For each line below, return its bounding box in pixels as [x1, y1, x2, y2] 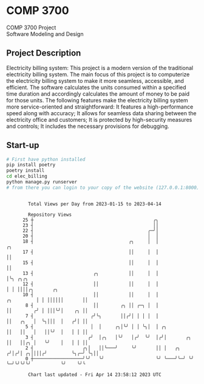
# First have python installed [6, 156, 86, 162]
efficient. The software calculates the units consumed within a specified [6, 84, 186, 91]
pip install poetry [6, 162, 56, 168]
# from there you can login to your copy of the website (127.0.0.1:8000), [6, 184, 202, 191]
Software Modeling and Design [6, 30, 84, 37]
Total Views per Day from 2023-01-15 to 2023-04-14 [28, 201, 162, 207]
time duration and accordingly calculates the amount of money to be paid [6, 90, 190, 98]
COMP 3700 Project [6, 24, 56, 31]
